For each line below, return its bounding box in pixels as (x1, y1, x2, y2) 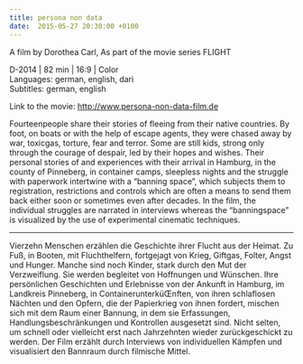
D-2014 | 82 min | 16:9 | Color (9, 64, 119, 75)
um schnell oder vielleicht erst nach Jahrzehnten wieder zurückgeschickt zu (9, 326, 293, 337)
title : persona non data (9, 13, 103, 23)
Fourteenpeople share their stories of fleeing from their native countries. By (9, 118, 290, 129)
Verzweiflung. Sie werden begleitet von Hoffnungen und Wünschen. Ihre (9, 268, 280, 280)
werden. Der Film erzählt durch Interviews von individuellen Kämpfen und (9, 336, 282, 347)
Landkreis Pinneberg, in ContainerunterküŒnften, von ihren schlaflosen (9, 288, 276, 299)
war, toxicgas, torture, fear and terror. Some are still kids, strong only (9, 137, 265, 148)
